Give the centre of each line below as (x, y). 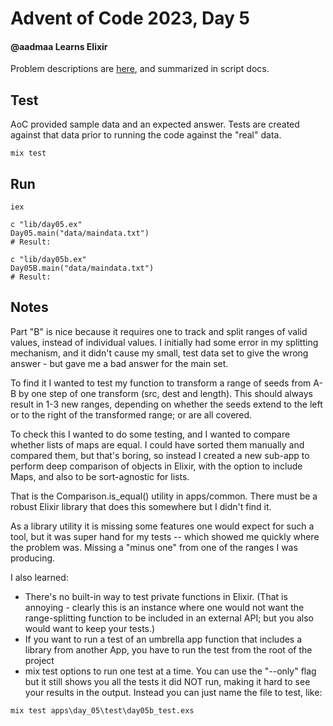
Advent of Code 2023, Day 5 (130, 18)
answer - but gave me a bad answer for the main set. (119, 363)
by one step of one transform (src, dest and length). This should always (166, 393)
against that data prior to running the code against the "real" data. (146, 135)
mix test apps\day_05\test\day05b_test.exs (102, 710)
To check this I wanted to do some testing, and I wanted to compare (150, 434)
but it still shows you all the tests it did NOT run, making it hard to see (167, 681)
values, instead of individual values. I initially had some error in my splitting (164, 342)
